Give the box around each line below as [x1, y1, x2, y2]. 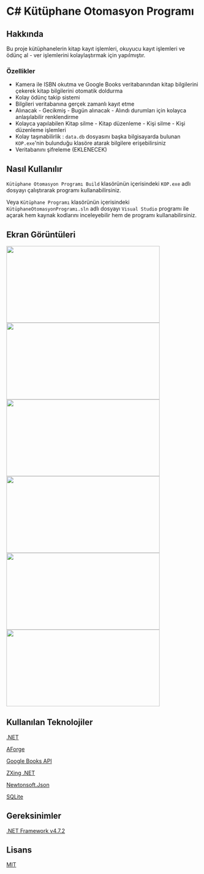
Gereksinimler [6, 811, 62, 821]
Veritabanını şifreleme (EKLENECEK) [15, 146, 107, 153]
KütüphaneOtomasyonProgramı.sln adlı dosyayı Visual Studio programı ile [6, 205, 189, 212]
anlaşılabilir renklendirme [15, 114, 79, 121]
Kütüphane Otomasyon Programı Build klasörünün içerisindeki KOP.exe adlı [6, 180, 191, 188]
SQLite [6, 793, 23, 800]
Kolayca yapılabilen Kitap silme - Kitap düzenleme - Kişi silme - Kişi [15, 120, 186, 127]
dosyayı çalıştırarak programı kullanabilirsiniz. [6, 187, 121, 194]
